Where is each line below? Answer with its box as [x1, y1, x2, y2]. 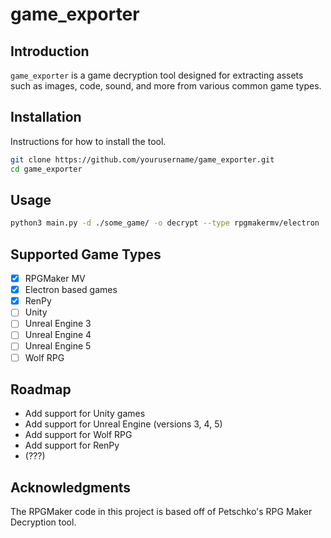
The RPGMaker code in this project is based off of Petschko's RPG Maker [10, 506, 313, 518]
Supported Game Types [10, 246, 162, 263]
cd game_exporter [10, 164, 83, 174]
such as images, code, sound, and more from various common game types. [10, 80, 322, 92]
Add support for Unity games [24, 408, 146, 420]
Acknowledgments [10, 479, 132, 496]
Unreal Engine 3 [24, 318, 92, 330]
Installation [10, 109, 82, 126]
